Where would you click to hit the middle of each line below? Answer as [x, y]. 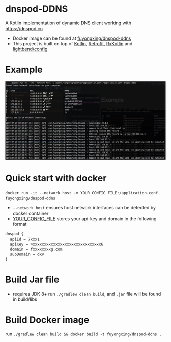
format [20, 224]
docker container [31, 213]
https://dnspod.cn [24, 28]
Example [24, 70]
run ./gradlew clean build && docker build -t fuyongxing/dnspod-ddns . [83, 334]
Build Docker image [47, 320]
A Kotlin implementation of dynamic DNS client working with [68, 23]
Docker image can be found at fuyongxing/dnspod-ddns [72, 38]
